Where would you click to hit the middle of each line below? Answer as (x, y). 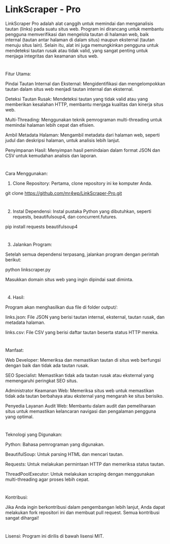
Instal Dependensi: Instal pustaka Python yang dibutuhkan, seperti (82, 211)
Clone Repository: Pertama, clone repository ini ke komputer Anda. (82, 183)
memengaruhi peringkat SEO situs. (42, 381)
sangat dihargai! (22, 518)
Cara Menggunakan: (27, 174)
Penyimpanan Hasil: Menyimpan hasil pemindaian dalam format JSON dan (83, 150)
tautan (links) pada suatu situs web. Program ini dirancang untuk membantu (84, 29)
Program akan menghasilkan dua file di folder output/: (62, 307)
